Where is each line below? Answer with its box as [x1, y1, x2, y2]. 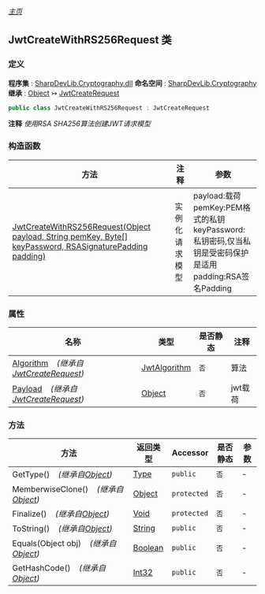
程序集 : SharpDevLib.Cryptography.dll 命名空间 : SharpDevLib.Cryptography [8, 78, 257, 87]
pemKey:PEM [192, 202, 243, 213]
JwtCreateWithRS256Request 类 [8, 33, 172, 46]
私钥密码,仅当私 [192, 236, 251, 247]
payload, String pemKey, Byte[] [12, 231, 129, 242]
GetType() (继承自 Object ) [12, 469, 113, 480]
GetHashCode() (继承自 [12, 562, 106, 574]
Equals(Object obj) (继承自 [12, 538, 117, 549]
